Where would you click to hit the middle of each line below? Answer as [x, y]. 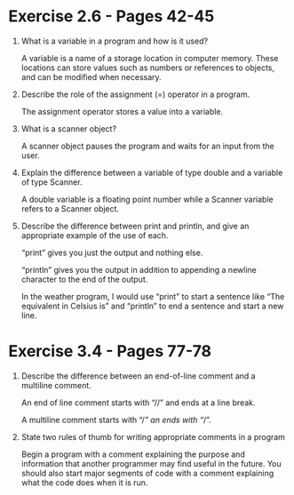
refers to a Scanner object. [70, 208]
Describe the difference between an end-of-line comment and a [138, 376]
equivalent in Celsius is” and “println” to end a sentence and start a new [152, 306]
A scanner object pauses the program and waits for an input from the [147, 146]
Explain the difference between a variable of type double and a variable [152, 172]
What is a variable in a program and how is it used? [115, 41]
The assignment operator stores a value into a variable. [122, 111]
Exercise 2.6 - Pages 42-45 [111, 16]
